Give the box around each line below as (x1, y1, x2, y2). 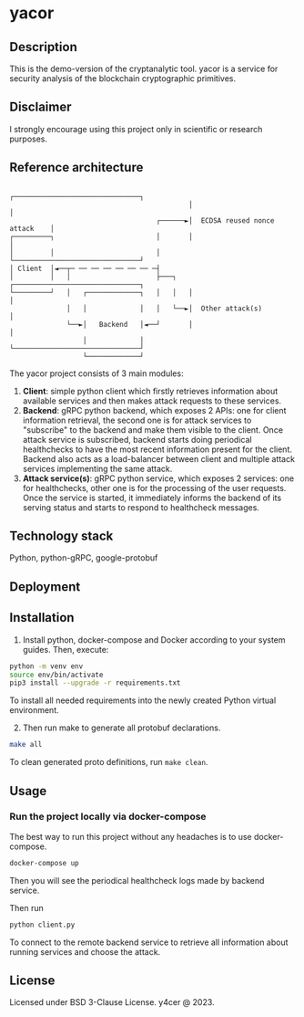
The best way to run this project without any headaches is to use (9, 831, 252, 842)
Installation (9, 610, 75, 625)
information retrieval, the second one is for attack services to (22, 414, 252, 425)
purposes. (9, 133, 48, 144)
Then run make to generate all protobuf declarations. (22, 722, 221, 733)
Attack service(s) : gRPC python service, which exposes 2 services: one (22, 473, 294, 484)
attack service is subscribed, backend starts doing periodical (22, 434, 252, 445)
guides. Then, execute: (22, 644, 109, 655)
